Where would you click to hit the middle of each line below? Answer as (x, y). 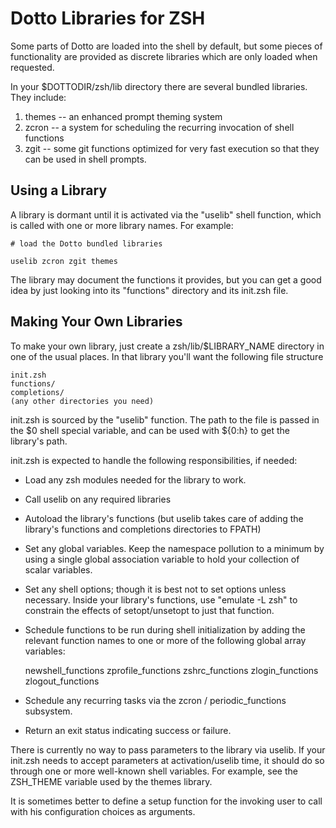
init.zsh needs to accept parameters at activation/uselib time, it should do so (167, 760)
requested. (32, 67)
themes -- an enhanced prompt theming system (123, 116)
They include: (38, 97)
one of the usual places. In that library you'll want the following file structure (167, 356)
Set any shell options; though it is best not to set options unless (155, 589)
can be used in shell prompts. (85, 159)
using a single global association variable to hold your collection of (162, 559)
